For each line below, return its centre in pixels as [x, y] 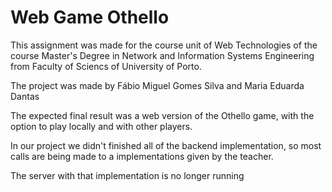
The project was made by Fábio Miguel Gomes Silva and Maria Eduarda [157, 85]
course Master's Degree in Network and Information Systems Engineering [162, 55]
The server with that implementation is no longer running [127, 175]
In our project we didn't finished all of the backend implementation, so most [166, 145]
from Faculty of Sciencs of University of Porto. [106, 66]
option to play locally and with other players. [101, 126]
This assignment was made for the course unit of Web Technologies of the [164, 45]
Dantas [25, 96]
